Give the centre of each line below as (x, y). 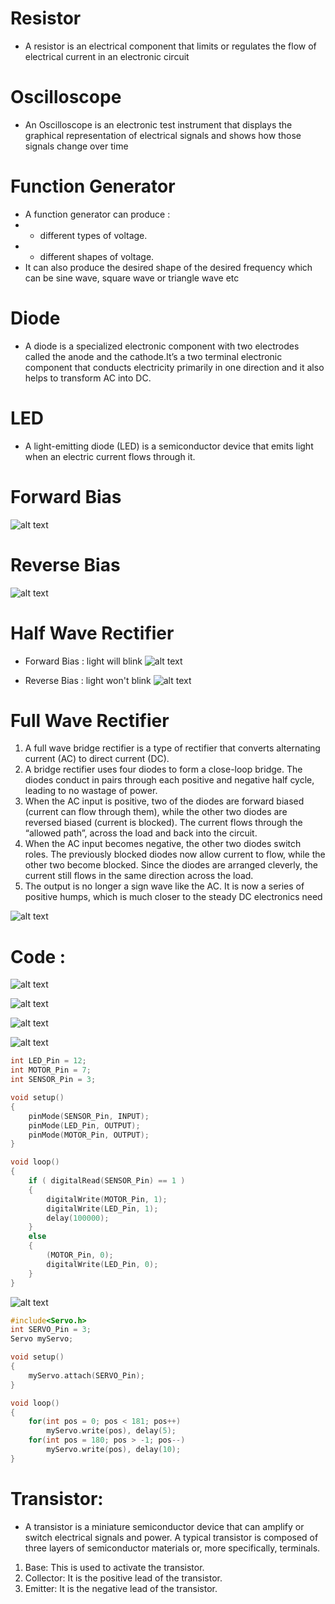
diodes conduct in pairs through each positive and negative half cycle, (169, 780)
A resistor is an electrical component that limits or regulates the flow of (170, 46)
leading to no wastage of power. (91, 791)
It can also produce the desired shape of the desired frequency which (168, 267)
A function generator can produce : (97, 214)
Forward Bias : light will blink (83, 661)
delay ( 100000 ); (78, 1218)
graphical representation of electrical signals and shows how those (163, 135)
